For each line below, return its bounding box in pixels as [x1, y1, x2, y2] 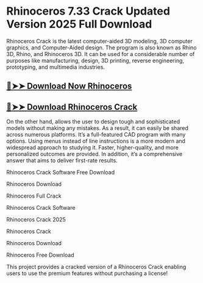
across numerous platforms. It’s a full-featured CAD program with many [6, 131, 186, 138]
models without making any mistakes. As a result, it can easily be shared [6, 124, 189, 132]
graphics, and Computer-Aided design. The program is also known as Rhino [6, 44, 197, 51]
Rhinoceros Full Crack [6, 192, 62, 199]
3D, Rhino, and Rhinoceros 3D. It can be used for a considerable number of [6, 50, 195, 57]
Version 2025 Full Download [6, 17, 152, 31]
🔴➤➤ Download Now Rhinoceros [6, 81, 132, 91]
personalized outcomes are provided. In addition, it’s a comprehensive [6, 151, 183, 158]
